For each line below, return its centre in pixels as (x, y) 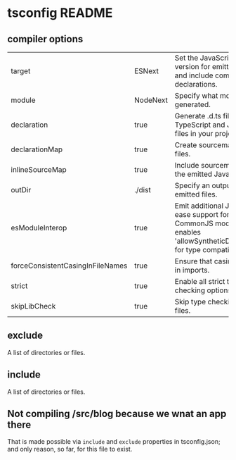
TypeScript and (200, 125)
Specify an (192, 186)
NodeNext (151, 100)
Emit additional (199, 206)
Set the (186, 58)
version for (192, 67)
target (21, 71)
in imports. (192, 270)
